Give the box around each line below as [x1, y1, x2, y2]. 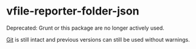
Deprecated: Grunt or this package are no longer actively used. [6, 24, 164, 31]
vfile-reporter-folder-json [6, 4, 139, 18]
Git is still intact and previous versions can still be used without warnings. [6, 36, 190, 43]
